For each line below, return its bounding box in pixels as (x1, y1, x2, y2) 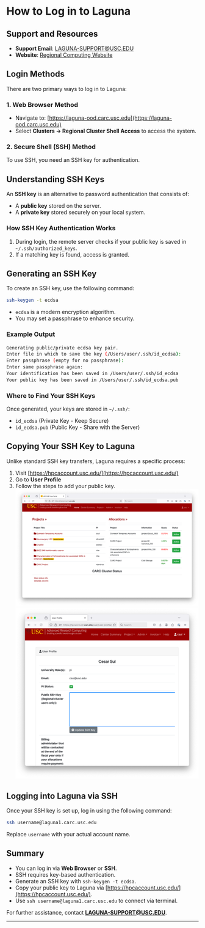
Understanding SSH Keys (6, 174, 105, 185)
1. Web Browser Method (6, 100, 78, 109)
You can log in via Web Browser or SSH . (15, 864, 117, 872)
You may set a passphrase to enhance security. (15, 315, 135, 322)
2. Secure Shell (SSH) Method (6, 142, 96, 151)
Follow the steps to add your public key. (15, 482, 115, 489)
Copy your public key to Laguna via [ (15, 884, 108, 891)
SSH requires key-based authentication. (15, 871, 116, 878)
